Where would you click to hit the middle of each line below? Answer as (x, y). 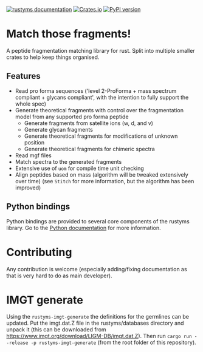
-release (17, 343)
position (34, 142)
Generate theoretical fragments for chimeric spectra (89, 149)
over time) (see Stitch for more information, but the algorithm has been (105, 181)
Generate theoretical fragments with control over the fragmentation (99, 110)
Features (23, 76)
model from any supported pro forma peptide (72, 117)
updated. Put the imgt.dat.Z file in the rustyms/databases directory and (95, 323)
